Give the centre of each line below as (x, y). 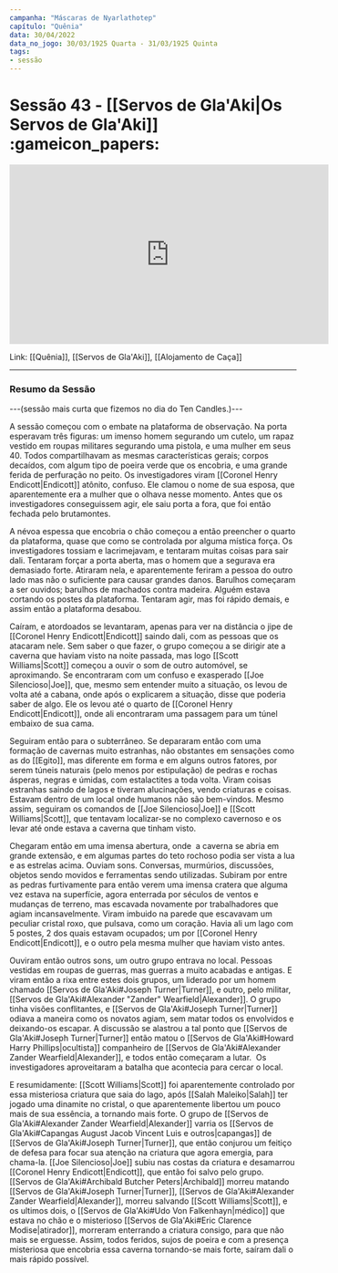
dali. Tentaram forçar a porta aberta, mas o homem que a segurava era (143, 561)
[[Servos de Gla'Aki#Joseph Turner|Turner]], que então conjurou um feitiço (151, 1143)
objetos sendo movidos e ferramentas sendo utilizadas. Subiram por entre (149, 875)
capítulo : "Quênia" (46, 26)
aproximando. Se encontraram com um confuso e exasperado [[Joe (137, 675)
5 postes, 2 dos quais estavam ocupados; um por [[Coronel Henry (133, 933)
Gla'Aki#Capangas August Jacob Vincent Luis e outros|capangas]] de (141, 1133)
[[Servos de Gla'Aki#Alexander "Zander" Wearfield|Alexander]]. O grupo (145, 999)
